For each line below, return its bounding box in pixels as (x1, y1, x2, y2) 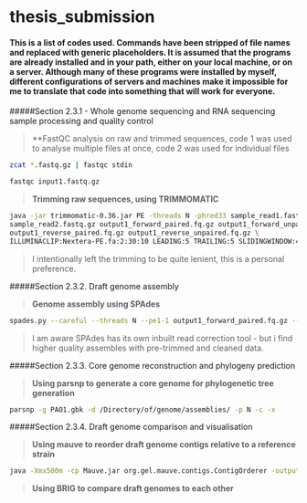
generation (31, 387, 75, 398)
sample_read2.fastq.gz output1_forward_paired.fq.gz (9, 220, 215, 229)
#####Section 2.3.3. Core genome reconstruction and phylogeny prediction (9, 360, 296, 371)
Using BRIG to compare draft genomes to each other (31, 483, 235, 494)
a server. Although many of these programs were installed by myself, (9, 66, 277, 77)
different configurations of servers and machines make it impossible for (9, 76, 289, 87)
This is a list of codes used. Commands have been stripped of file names (9, 37, 291, 47)
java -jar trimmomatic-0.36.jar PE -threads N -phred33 (9, 212, 227, 221)
